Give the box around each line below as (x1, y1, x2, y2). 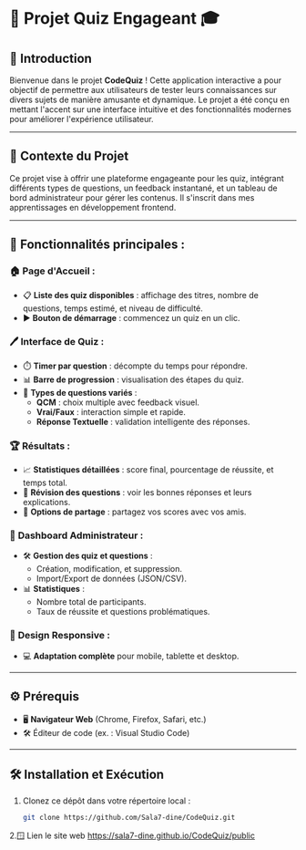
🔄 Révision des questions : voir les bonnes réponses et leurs (22, 487, 252, 498)
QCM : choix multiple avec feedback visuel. (36, 397, 200, 408)
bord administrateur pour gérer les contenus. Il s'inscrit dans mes (9, 192, 255, 202)
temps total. (22, 477, 68, 489)
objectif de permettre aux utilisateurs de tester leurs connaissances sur (9, 85, 278, 95)
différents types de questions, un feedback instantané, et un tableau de (9, 182, 278, 193)
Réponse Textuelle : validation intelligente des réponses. (36, 416, 250, 427)
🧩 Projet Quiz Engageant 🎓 (9, 8, 220, 29)
